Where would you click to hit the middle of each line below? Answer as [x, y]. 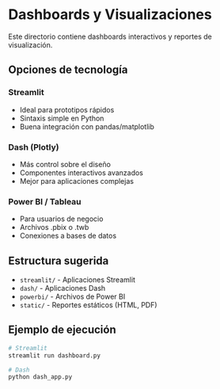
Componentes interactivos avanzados [82, 173]
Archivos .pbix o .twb [54, 227]
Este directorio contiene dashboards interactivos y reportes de [110, 36]
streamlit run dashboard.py [55, 355]
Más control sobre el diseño [65, 164]
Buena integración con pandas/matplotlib [87, 126]
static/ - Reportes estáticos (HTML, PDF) [88, 305]
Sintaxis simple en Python [62, 118]
